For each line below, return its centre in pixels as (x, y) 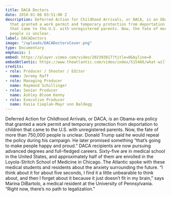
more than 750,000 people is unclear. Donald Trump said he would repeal (82, 135)
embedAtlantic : (21, 62)
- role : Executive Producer (35, 100)
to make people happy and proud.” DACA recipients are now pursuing (78, 146)
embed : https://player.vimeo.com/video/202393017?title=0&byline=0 (78, 57)
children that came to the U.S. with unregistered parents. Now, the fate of (82, 129)
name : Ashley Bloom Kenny (37, 95)
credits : (15, 67)
